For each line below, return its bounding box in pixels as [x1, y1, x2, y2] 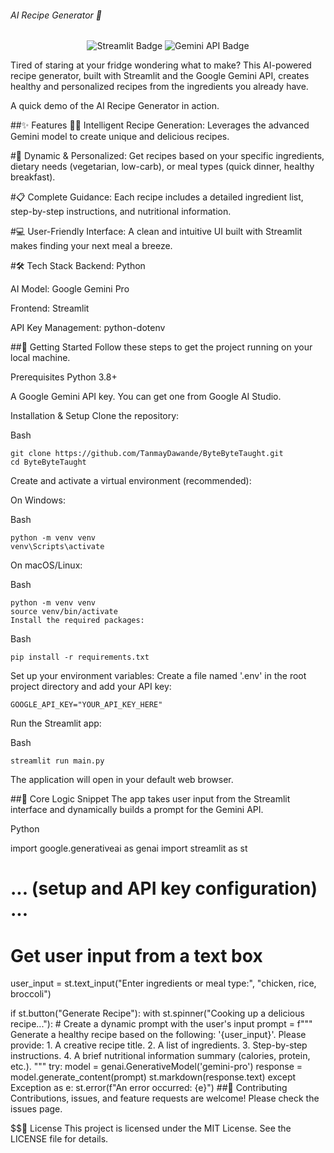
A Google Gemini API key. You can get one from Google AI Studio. [10, 391, 282, 403]
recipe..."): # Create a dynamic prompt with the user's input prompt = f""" [10, 1018, 313, 1030]
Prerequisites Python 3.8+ [10, 371, 118, 383]
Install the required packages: [10, 616, 145, 626]
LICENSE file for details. [10, 1133, 109, 1145]
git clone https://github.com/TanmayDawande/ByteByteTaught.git [10, 449, 284, 459]
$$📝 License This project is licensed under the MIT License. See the [10, 1122, 292, 1135]
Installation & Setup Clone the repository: [10, 410, 180, 422]
